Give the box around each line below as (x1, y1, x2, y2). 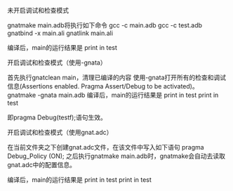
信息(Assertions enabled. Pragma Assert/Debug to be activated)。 (7, 82, 199, 90)
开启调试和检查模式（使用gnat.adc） (7, 129, 113, 136)
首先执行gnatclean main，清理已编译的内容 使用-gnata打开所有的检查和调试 (7, 73, 227, 81)
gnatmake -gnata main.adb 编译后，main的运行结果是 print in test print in (7, 91, 219, 99)
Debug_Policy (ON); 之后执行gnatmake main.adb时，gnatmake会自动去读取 (7, 152, 226, 160)
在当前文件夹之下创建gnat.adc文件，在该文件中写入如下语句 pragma (7, 143, 205, 151)
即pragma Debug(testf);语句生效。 (7, 113, 107, 121)
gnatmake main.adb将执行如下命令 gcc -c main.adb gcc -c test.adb (7, 21, 202, 29)
